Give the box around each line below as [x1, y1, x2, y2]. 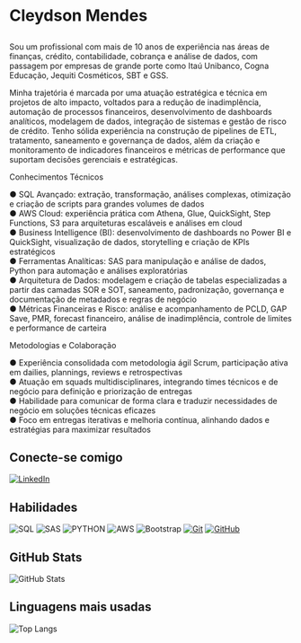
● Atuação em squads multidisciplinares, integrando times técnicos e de [9, 376, 279, 387]
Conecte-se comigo [9, 450, 123, 465]
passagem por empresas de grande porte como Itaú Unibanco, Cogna [9, 60, 270, 71]
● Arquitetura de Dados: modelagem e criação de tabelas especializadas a [9, 275, 288, 286]
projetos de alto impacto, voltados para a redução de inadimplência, [9, 96, 261, 108]
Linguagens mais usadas [9, 599, 152, 615]
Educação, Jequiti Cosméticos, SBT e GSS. [9, 69, 169, 81]
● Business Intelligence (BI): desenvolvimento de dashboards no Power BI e [9, 226, 292, 238]
